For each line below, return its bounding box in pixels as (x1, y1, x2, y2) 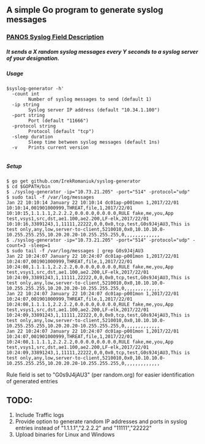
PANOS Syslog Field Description (6, 33, 104, 42)
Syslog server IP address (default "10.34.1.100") (28, 107, 160, 113)
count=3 (6, 242, 26, 249)
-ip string (12, 101, 40, 108)
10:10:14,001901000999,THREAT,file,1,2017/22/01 (6, 205, 133, 211)
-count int (12, 91, 40, 97)
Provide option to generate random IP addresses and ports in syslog (15, 418, 188, 425)
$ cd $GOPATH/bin (6, 183, 51, 189)
